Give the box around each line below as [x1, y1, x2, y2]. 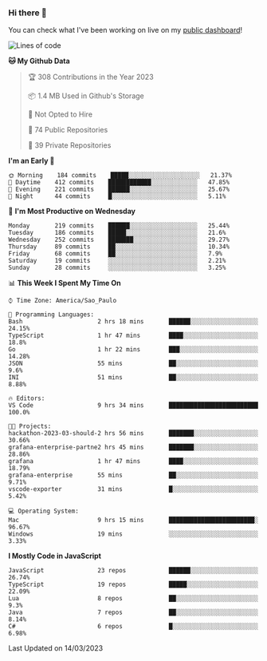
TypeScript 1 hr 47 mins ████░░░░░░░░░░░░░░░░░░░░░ [8, 331, 259, 340]
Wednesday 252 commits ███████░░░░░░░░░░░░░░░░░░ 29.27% [8, 236, 230, 244]
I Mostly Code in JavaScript [8, 551, 102, 561]
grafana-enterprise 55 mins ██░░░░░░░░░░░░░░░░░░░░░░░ [8, 471, 259, 480]
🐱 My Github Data [8, 56, 70, 66]
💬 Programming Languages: [8, 311, 94, 319]
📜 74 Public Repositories [27, 125, 108, 135]
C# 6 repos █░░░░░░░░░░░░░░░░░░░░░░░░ [8, 623, 259, 631]
